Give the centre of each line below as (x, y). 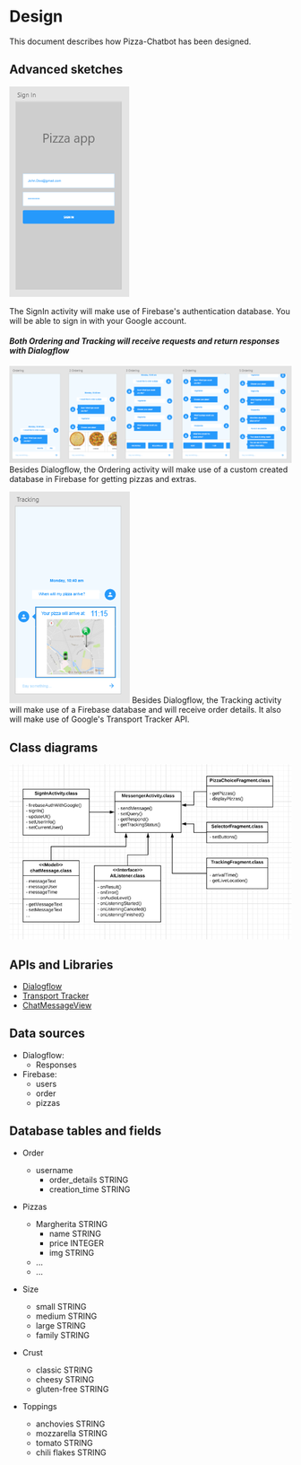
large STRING (61, 1325)
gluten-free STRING (72, 1389)
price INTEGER (77, 1243)
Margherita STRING (72, 1224)
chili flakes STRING (71, 1452)
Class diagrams (54, 747)
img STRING (72, 1252)
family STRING (63, 1335)
